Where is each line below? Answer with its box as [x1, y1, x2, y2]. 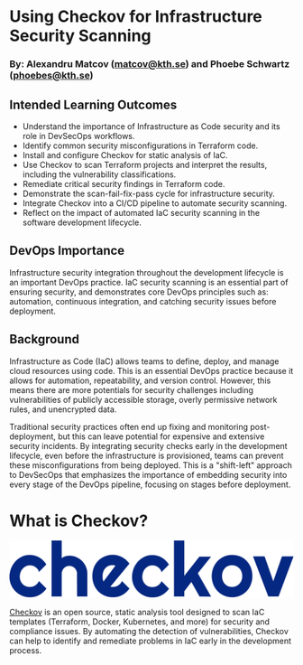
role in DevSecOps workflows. [22, 130, 135, 141]
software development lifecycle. [22, 217, 142, 228]
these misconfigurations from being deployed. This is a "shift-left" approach [9, 459, 293, 471]
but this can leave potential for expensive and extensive [57, 431, 265, 442]
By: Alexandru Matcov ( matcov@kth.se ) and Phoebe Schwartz [9, 58, 290, 70]
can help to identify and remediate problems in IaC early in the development [9, 635, 291, 646]
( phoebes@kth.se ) [9, 70, 94, 82]
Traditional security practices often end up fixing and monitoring [9, 421, 249, 432]
